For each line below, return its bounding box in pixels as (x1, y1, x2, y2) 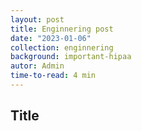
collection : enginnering (10, 42, 114, 53)
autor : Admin (10, 61, 65, 71)
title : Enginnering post (10, 24, 114, 34)
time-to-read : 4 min (10, 71, 97, 81)
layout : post (10, 14, 65, 25)
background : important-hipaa (10, 52, 132, 62)
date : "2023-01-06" (10, 33, 92, 43)
